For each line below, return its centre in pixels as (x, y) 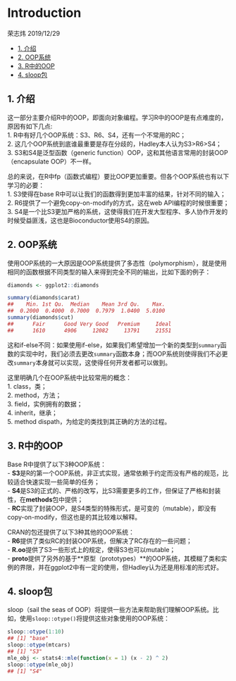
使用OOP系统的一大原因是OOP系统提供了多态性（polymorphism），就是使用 (117, 263)
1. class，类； (27, 386)
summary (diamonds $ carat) (44, 298)
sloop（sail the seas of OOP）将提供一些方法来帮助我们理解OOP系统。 (110, 610)
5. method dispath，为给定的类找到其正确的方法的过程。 (89, 421)
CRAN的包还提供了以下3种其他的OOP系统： (71, 532)
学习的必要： (26, 185)
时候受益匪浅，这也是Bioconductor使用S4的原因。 (80, 220)
